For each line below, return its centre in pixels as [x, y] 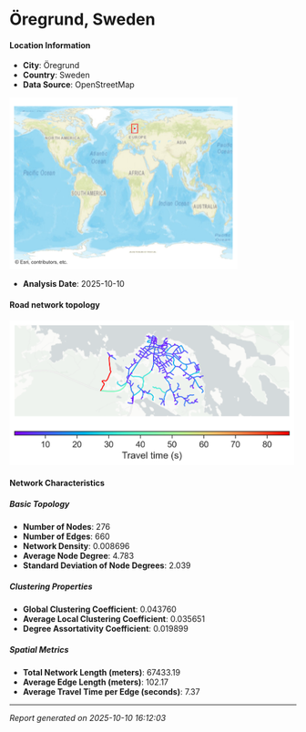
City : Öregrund [51, 66]
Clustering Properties [51, 586]
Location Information [50, 45]
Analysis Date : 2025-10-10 [73, 284]
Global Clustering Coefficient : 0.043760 [100, 609]
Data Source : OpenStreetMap [78, 85]
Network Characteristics [57, 483]
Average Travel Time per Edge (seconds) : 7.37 [111, 692]
